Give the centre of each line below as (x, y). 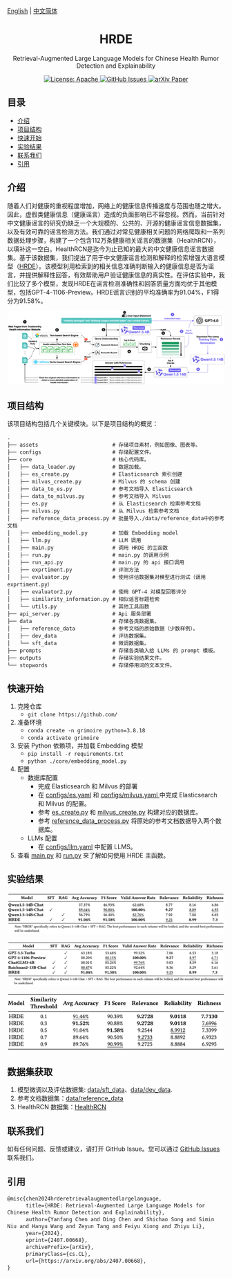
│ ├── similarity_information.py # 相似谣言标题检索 (84, 600)
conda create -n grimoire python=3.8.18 (86, 730)
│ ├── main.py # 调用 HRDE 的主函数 (88, 548)
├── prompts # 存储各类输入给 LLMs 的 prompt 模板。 (113, 651)
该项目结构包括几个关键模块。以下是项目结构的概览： (83, 424)
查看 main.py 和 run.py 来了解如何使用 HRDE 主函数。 (93, 855)
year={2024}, (44, 1233)
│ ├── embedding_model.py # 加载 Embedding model (93, 533)
